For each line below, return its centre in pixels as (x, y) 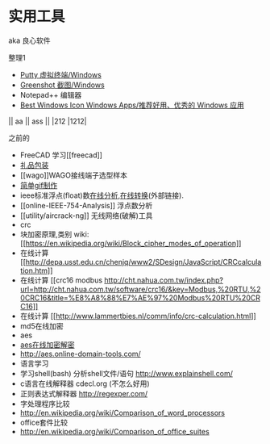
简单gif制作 (39, 185)
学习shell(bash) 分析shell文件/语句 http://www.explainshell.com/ (127, 373)
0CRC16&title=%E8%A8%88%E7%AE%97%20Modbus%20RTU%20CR (140, 297)
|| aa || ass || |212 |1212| (48, 121)
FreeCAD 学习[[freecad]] (61, 155)
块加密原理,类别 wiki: (54, 234)
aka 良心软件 (29, 40)
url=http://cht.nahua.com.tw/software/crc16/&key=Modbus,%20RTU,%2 (140, 289)
